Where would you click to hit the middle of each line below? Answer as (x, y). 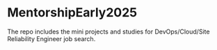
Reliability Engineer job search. (51, 38)
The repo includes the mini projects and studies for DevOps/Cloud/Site (108, 32)
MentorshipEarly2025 (72, 13)
